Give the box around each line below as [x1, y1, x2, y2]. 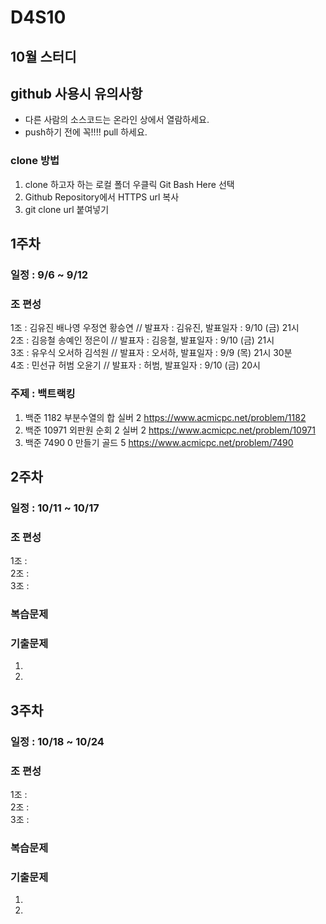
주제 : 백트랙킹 [10, 387, 76, 401]
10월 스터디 [10, 48, 77, 65]
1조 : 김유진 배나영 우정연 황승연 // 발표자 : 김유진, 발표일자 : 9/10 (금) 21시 [10, 322, 300, 334]
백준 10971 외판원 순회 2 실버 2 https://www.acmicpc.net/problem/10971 [24, 424, 316, 436]
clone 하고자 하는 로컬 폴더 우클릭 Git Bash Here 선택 [24, 178, 235, 190]
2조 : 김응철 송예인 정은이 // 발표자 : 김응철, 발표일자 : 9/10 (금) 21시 [10, 334, 275, 346]
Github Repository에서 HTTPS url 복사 [24, 191, 180, 203]
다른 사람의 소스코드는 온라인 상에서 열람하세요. [24, 114, 210, 126]
